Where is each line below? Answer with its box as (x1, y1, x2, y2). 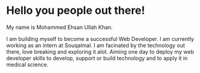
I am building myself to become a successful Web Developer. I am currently (6, 35, 195, 42)
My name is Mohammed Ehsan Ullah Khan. (6, 24, 113, 31)
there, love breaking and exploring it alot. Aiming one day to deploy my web (6, 48, 195, 55)
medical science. (6, 61, 49, 68)
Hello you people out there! (6, 4, 145, 17)
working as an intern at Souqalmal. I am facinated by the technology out (6, 42, 185, 49)
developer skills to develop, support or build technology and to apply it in (6, 54, 188, 62)
